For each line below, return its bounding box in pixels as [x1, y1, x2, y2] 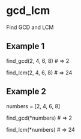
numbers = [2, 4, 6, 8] [6, 102, 61, 109]
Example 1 [6, 41, 45, 51]
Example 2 [6, 86, 46, 97]
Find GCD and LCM [6, 24, 54, 31]
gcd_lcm [6, 4, 50, 18]
